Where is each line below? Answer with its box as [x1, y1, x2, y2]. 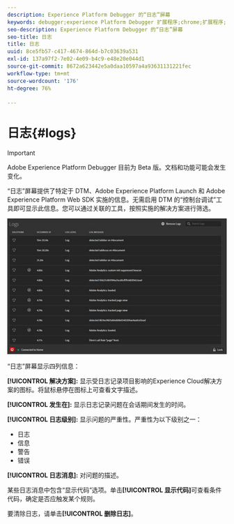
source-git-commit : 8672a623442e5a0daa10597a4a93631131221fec [7, 63, 192, 70]
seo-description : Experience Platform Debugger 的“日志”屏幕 [7, 26, 183, 33]
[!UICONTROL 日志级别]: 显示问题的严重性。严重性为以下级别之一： [7, 415, 202, 424]
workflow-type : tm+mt [7, 70, 70, 77]
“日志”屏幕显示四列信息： [7, 362, 80, 370]
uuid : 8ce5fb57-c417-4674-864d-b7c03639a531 [7, 48, 139, 55]
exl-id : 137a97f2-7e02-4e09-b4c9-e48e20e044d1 [7, 56, 145, 63]
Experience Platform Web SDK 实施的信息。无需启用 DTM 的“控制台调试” [7, 195, 217, 204]
